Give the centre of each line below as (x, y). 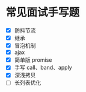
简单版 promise (33, 60)
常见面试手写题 (43, 12)
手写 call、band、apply (43, 68)
